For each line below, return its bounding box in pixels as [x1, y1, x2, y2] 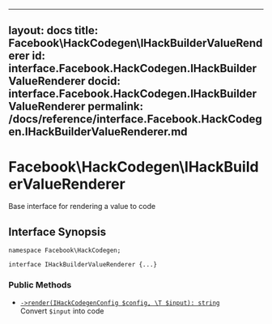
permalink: [87, 100, 144, 113]
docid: [87, 75, 121, 88]
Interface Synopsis [8, 224, 107, 239]
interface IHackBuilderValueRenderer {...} [8, 261, 158, 269]
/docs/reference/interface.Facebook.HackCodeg [8, 113, 262, 126]
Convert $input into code [19, 306, 104, 316]
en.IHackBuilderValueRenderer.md [8, 125, 188, 139]
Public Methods [8, 279, 72, 291]
